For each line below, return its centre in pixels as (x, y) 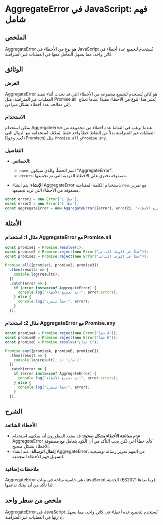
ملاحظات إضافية (22, 469)
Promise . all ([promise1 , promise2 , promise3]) (52, 265)
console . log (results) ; (37, 274)
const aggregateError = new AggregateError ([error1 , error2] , (69, 208)
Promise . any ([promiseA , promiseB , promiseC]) (52, 351)
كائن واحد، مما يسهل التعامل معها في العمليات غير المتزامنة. (59, 54)
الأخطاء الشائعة (21, 425)
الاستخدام (15, 117)
